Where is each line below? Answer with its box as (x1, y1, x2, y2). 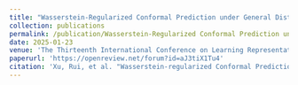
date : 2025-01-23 (9, 37, 74, 47)
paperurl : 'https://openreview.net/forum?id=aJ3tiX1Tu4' (9, 54, 224, 63)
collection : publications (9, 21, 105, 30)
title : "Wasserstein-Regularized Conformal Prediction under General (9, 12, 272, 22)
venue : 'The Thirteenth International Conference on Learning (9, 46, 244, 55)
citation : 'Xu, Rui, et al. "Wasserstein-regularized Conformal (9, 63, 252, 72)
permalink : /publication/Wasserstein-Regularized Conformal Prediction (9, 29, 279, 38)
